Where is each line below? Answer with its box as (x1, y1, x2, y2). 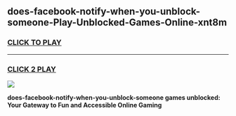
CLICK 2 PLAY (7, 64, 56, 74)
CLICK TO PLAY (7, 38, 62, 48)
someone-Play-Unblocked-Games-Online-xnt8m (7, 17, 227, 29)
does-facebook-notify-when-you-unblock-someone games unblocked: (7, 93, 221, 101)
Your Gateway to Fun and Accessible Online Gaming (7, 101, 162, 109)
